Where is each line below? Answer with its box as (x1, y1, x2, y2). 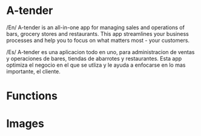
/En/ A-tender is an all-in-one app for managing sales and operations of (6, 24, 185, 31)
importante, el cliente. (6, 67, 61, 75)
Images (6, 117, 44, 131)
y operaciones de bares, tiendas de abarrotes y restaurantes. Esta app (6, 55, 182, 62)
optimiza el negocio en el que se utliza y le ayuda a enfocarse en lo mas (6, 61, 186, 69)
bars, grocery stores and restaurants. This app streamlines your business (6, 30, 189, 37)
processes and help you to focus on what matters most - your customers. (6, 36, 189, 44)
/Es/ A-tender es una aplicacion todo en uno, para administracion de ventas (6, 48, 195, 55)
